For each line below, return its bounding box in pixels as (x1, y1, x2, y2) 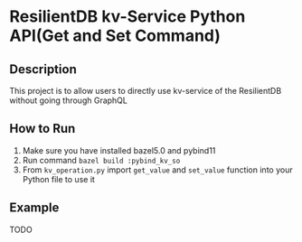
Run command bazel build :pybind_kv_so (22, 154, 181, 165)
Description (9, 61, 77, 77)
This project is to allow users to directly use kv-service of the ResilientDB (9, 86, 282, 96)
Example (9, 200, 60, 216)
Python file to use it (22, 173, 95, 184)
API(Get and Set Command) (9, 25, 222, 46)
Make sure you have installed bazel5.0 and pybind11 (22, 144, 216, 155)
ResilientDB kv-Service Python (9, 6, 246, 27)
